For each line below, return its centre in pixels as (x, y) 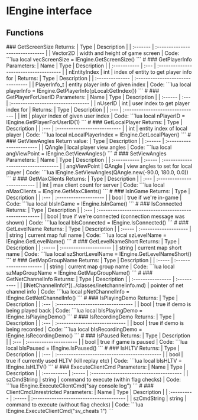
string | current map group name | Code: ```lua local (112, 266)
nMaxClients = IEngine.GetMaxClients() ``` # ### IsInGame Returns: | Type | (98, 191)
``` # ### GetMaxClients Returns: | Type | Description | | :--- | (81, 179)
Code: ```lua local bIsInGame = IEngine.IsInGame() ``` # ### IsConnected (94, 204)
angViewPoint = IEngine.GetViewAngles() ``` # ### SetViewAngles (86, 154)
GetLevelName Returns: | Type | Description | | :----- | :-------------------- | (99, 229)
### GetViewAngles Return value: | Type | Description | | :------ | (85, 141)
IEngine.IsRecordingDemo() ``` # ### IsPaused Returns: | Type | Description (98, 336)
